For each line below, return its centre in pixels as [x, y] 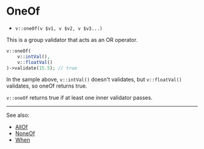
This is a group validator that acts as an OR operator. [72, 40]
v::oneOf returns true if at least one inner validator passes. [80, 98]
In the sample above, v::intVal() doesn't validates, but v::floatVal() [94, 80]
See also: [18, 115]
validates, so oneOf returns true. [47, 86]
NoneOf [25, 133]
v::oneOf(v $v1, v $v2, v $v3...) [59, 29]
